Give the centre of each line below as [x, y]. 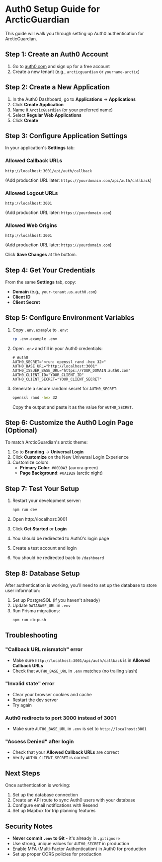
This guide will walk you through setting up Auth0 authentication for [75, 33]
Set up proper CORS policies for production [57, 854]
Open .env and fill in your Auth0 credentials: [57, 348]
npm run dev [25, 510]
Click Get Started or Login [40, 529]
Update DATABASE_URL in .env [41, 605]
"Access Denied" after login [40, 742]
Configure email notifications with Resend [55, 805]
